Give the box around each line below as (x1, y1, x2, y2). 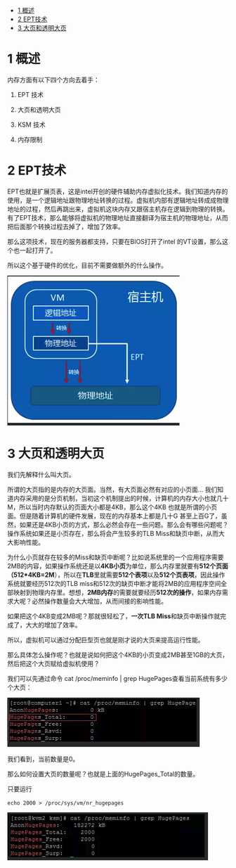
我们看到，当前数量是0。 (7, 755, 79, 763)
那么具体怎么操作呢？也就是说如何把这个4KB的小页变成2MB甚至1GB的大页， (7, 650, 229, 659)
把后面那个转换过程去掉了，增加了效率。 (7, 222, 124, 231)
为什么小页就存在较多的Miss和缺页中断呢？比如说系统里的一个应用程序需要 (7, 553, 224, 561)
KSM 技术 (17, 120, 46, 129)
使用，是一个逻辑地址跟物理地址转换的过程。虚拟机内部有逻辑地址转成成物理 (7, 196, 229, 204)
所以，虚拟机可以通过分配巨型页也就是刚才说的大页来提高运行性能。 (7, 635, 204, 644)
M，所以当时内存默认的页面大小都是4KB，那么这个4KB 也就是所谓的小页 (7, 502, 218, 511)
